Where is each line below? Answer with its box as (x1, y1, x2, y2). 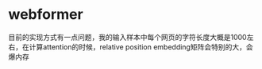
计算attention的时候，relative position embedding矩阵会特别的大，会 (29, 42, 253, 52)
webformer (8, 5, 83, 24)
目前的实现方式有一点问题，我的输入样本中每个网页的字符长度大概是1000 (8, 32, 248, 42)
